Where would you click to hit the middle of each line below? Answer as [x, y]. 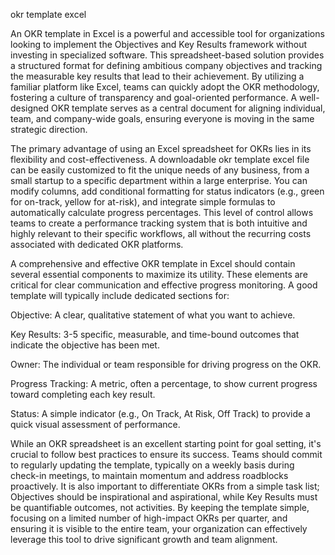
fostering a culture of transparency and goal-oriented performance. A [154, 97]
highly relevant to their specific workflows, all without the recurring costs [161, 233]
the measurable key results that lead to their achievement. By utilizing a [157, 76]
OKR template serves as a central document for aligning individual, [188, 108]
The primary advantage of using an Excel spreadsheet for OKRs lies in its [161, 148]
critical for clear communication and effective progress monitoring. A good [164, 285]
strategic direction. [49, 129]
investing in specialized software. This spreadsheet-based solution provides [167, 55]
